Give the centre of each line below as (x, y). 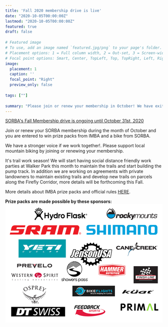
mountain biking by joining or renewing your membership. (64, 151)
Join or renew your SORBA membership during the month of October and (81, 131)
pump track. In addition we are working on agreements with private (74, 171)
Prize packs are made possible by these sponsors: (58, 201)
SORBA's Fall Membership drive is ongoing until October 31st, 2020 (74, 121)
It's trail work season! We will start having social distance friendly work (78, 161)
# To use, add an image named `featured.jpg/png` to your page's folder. (84, 48)
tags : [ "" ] (16, 95)
